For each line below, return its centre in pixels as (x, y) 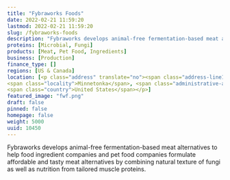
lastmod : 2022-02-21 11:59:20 (50, 26)
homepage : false (30, 115)
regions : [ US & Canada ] (41, 70)
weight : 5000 (26, 121)
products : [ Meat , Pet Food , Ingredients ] (67, 52)
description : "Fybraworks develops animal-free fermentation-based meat (113, 39)
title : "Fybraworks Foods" (46, 13)
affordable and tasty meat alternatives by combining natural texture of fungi (114, 162)
